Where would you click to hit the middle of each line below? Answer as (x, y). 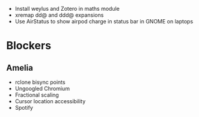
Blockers (29, 46)
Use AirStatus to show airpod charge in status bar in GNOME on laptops (104, 21)
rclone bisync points (40, 82)
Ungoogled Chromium (42, 88)
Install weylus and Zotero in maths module (67, 9)
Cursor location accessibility (50, 101)
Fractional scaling (37, 95)
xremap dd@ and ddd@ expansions (59, 15)
